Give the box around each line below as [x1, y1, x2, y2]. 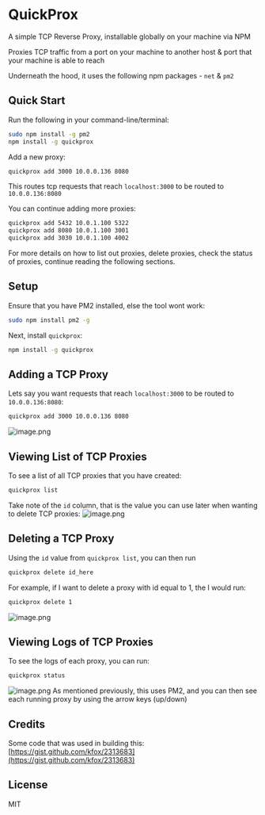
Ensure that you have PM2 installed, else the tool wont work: [8, 300, 206, 310]
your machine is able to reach [8, 55, 105, 65]
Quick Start [8, 94, 66, 108]
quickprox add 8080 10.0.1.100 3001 [8, 227, 129, 235]
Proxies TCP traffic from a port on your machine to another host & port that [8, 47, 252, 56]
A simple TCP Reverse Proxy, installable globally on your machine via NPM [8, 32, 251, 41]
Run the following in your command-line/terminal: [8, 115, 169, 124]
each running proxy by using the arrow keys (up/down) [8, 694, 187, 704]
